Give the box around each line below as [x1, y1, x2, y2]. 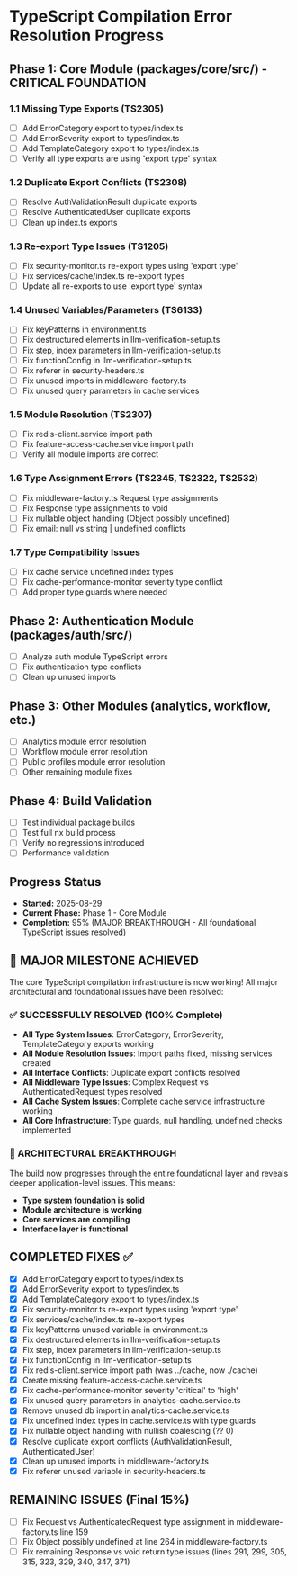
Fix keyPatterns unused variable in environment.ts [22, 1324, 209, 1335]
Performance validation [22, 847, 110, 858]
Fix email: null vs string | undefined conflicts [22, 523, 186, 533]
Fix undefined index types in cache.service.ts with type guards [22, 1415, 256, 1427]
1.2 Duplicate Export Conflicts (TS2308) [9, 176, 187, 189]
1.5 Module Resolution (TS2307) [9, 407, 153, 420]
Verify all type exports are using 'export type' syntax [22, 153, 218, 164]
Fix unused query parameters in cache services [22, 385, 200, 396]
